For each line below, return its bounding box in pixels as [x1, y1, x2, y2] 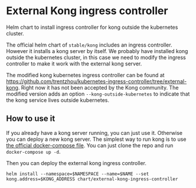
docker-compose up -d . [6, 148, 61, 155]
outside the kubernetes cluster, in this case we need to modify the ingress [6, 54, 186, 61]
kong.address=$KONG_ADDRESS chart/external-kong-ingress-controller [6, 176, 178, 182]
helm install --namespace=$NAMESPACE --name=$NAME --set [6, 171, 149, 177]
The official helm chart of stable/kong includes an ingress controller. [6, 41, 172, 48]
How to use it [6, 114, 55, 124]
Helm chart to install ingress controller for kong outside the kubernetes [6, 24, 178, 31]
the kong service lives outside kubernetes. [6, 96, 109, 104]
